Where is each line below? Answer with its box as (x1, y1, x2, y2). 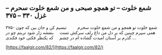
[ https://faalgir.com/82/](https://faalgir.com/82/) (5, 44, 104, 50)
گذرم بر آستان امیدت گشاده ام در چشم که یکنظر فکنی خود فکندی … (5, 35, 136, 40)
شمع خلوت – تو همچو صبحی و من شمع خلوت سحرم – (5, 4, 152, 12)
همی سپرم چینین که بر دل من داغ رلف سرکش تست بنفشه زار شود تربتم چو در (5, 29, 156, 36)
